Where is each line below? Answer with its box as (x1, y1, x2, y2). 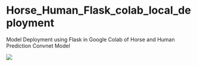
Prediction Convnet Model (6, 42, 70, 49)
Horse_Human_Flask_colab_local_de (6, 4, 192, 17)
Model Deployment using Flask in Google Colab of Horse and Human (6, 36, 176, 43)
